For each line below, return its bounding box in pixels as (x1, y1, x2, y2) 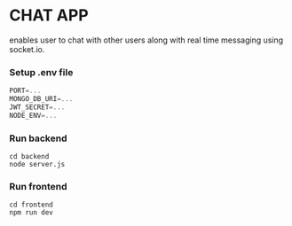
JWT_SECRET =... (9, 103, 66, 112)
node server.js (9, 160, 66, 169)
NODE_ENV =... (9, 111, 58, 120)
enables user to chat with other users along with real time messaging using (9, 35, 284, 45)
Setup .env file (9, 66, 74, 78)
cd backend (9, 152, 50, 161)
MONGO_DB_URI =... (9, 95, 74, 104)
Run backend (9, 132, 67, 144)
